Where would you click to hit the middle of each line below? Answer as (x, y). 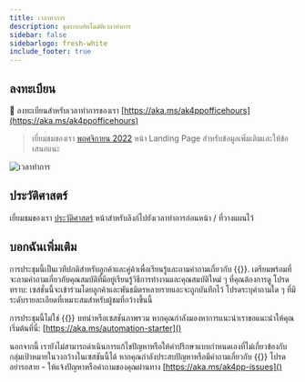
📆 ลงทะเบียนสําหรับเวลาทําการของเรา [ (67, 110)
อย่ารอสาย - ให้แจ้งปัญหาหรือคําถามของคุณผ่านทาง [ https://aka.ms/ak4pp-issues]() (146, 367)
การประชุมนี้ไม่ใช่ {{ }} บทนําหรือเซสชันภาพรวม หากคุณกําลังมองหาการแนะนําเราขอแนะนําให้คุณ (152, 317)
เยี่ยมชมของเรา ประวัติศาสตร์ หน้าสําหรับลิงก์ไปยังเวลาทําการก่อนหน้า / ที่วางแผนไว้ (132, 217)
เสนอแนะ (46, 148)
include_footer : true (51, 52)
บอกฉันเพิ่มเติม (43, 247)
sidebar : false (38, 35)
